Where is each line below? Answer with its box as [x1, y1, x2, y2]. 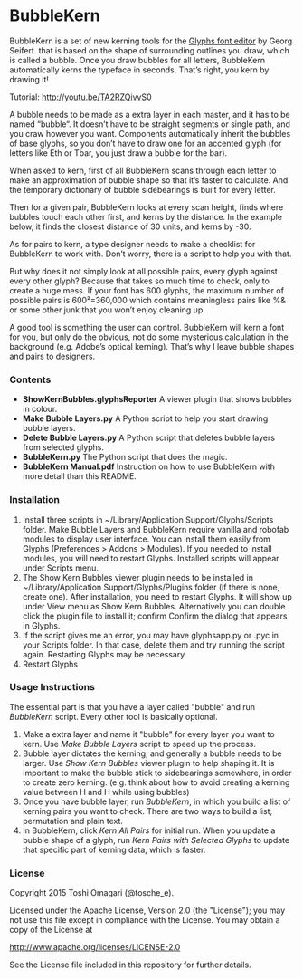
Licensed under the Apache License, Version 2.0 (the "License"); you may [9, 905, 286, 916]
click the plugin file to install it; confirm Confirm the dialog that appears [22, 610, 288, 621]
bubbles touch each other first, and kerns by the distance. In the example [9, 211, 283, 222]
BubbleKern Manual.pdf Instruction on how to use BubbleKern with [22, 461, 276, 472]
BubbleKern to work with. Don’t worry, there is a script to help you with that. [9, 248, 292, 259]
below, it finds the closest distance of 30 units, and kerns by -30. [9, 221, 251, 232]
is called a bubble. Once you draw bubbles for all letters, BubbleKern [9, 54, 265, 65]
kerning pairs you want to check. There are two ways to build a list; [22, 805, 273, 816]
